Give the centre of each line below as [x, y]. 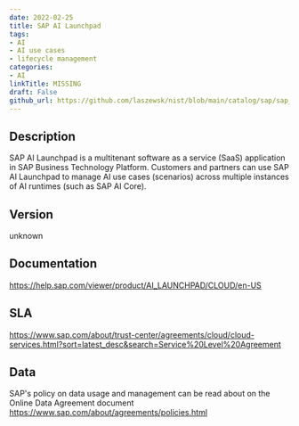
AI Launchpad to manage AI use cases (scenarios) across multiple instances [149, 177]
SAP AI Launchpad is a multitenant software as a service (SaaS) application [148, 158]
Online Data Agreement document [72, 403]
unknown [26, 236]
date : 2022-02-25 [41, 17]
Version [31, 214]
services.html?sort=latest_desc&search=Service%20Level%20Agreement [145, 344]
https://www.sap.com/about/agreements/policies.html [108, 413]
